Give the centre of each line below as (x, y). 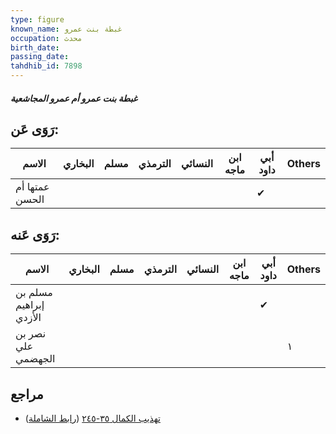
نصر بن (31, 334)
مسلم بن (34, 293)
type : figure (37, 19)
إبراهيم (30, 305)
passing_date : (40, 57)
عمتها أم (32, 187)
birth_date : (35, 47)
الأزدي (28, 318)
